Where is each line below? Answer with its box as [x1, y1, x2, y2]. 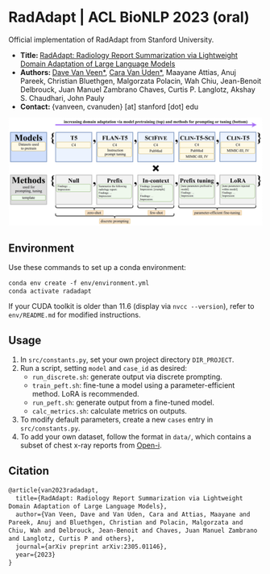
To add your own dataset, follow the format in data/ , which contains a [19, 432, 251, 442]
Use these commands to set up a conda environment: [8, 263, 187, 272]
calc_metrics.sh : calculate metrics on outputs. [31, 406, 188, 416]
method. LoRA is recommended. [31, 389, 139, 399]
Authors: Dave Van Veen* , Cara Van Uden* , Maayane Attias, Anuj [19, 67, 236, 77]
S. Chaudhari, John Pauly [19, 93, 105, 102]
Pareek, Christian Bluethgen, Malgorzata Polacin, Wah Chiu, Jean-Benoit [19, 76, 262, 85]
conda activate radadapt [8, 287, 92, 296]
